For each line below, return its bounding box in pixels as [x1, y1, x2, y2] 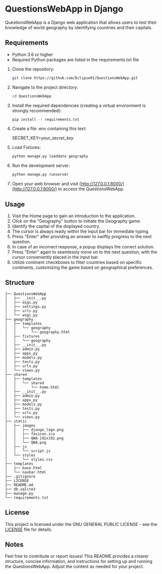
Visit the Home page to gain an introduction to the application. [12, 213, 136, 219]
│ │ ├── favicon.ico [5, 431, 55, 436]
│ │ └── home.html [5, 385, 59, 390]
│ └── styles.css [5, 457, 53, 462]
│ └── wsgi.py [5, 312, 38, 317]
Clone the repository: [12, 66, 55, 72]
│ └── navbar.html [5, 470, 47, 475]
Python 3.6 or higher [12, 51, 53, 57]
